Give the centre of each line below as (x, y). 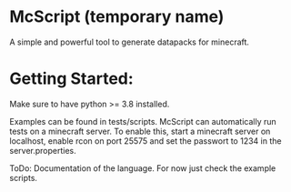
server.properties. (43, 150)
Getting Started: (71, 79)
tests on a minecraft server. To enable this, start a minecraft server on (140, 131)
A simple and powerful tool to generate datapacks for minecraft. (130, 42)
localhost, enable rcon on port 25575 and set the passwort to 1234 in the (145, 141)
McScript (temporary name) (117, 17)
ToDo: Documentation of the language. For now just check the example (143, 168)
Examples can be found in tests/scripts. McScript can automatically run (143, 121)
